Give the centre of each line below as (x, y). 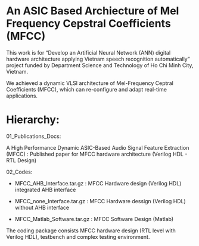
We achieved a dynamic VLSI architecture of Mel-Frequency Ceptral (90, 83)
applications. (22, 96)
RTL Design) (21, 160)
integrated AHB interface (45, 190)
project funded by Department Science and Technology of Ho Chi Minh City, (100, 65)
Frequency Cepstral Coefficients (88, 23)
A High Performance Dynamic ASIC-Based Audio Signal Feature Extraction (98, 147)
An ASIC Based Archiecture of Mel (93, 11)
